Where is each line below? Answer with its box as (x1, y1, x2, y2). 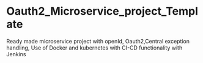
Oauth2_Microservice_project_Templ (6, 4, 199, 18)
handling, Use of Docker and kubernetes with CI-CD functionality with (6, 44, 183, 51)
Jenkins (6, 50, 26, 57)
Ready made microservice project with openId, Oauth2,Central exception (6, 37, 190, 45)
